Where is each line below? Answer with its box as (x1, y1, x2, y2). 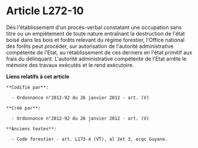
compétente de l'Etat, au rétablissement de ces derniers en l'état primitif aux (6, 49, 193, 56)
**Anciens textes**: (6, 126, 57, 131)
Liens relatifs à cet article (6, 73, 70, 80)
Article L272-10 (6, 4, 84, 18)
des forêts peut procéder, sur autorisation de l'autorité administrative (6, 43, 174, 50)
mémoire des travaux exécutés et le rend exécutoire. (6, 61, 134, 69)
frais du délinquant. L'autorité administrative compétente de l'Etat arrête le (6, 55, 187, 62)
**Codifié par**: (6, 84, 49, 90)
